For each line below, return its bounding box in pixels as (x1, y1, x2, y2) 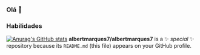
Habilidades (6, 21, 42, 30)
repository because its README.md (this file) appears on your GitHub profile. (6, 42, 192, 50)
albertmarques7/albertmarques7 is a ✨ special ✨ (68, 36, 195, 43)
